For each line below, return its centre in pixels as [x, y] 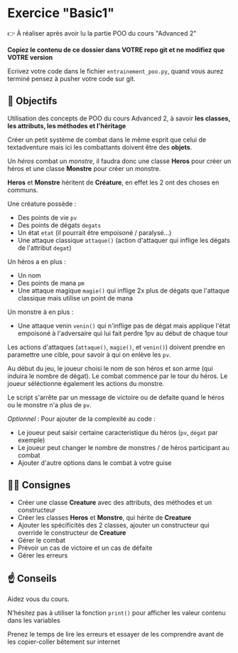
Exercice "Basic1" [61, 13]
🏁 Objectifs [32, 101]
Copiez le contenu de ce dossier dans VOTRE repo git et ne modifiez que [116, 49]
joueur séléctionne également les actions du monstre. [86, 383]
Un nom [29, 275]
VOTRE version [30, 57]
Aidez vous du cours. [38, 599]
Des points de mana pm [51, 283]
